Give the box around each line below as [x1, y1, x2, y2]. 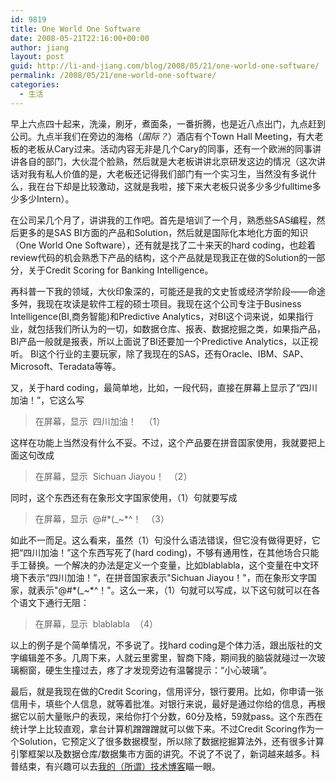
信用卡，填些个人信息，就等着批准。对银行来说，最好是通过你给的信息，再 [10, 697, 317, 710]
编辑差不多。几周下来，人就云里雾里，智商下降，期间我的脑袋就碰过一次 [18, 651, 317, 663]
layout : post [10, 52, 65, 62]
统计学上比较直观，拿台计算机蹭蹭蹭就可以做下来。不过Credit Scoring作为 [10, 722, 315, 735]
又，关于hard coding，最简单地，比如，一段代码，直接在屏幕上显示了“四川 [10, 381, 318, 393]
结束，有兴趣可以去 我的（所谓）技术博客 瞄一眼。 [18, 760, 221, 772]
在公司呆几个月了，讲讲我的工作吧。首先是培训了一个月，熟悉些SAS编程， [10, 214, 317, 226]
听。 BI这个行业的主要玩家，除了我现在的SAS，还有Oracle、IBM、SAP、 [10, 347, 310, 360]
